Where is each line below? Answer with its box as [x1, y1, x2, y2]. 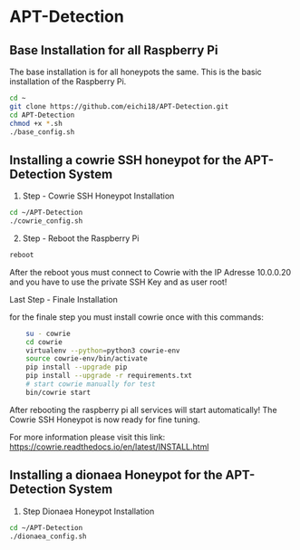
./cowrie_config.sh [9, 217, 83, 226]
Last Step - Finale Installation [9, 294, 118, 304]
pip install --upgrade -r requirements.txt [25, 371, 193, 381]
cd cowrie [25, 337, 63, 346]
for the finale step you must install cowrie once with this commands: [9, 311, 265, 323]
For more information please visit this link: [9, 431, 166, 442]
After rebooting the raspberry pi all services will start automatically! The [9, 404, 278, 415]
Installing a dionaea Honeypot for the [9, 468, 224, 483]
